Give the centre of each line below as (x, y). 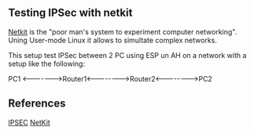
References (37, 104)
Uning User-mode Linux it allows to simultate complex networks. (113, 40)
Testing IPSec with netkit (70, 13)
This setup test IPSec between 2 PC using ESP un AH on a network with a (127, 55)
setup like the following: (46, 63)
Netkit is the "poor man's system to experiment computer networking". (123, 31)
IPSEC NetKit (29, 122)
